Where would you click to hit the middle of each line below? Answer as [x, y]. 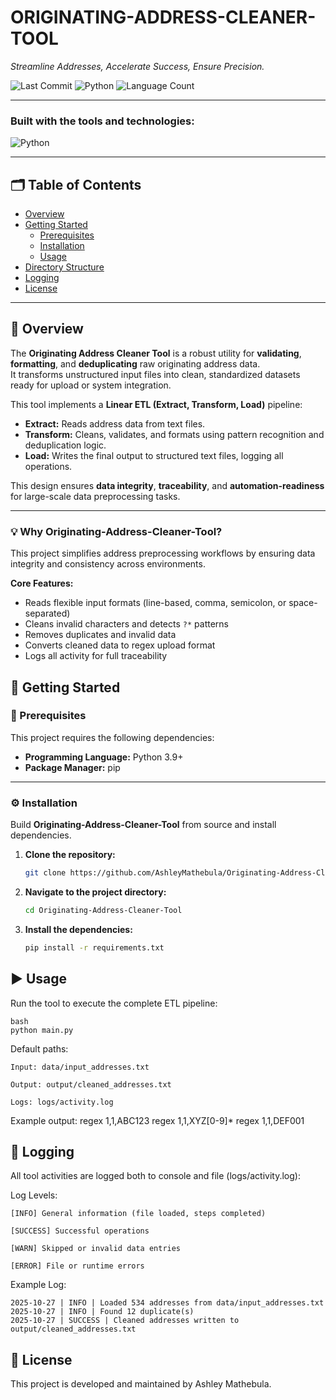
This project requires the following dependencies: [112, 737]
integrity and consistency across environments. [108, 564]
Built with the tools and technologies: [102, 121]
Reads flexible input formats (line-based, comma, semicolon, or [155, 603]
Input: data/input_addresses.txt [80, 1067]
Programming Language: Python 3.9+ [104, 757]
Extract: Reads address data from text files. [115, 423]
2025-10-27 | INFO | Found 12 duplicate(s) [102, 1312]
